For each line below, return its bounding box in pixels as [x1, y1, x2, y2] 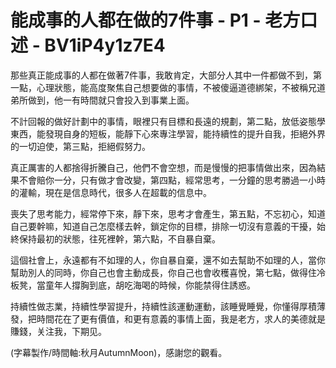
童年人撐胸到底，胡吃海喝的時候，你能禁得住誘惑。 [44, 279, 256, 291]
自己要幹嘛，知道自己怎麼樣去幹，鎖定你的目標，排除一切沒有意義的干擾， [10, 220, 317, 232]
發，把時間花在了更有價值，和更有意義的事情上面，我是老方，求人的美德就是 [10, 312, 326, 325]
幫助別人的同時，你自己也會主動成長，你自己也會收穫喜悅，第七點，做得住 [10, 266, 317, 278]
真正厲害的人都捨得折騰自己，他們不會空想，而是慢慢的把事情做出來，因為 [10, 161, 317, 173]
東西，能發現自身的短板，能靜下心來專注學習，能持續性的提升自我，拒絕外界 [10, 127, 326, 140]
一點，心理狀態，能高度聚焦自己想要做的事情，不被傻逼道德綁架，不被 [10, 81, 300, 93]
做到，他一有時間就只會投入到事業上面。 [27, 94, 195, 106]
